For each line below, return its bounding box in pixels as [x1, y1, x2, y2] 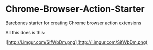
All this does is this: [5, 29, 45, 35]
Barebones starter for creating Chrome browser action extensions [5, 20, 142, 26]
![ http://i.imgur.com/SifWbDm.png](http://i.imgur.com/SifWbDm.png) [5, 39, 148, 45]
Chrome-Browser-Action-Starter [5, 3, 145, 15]
